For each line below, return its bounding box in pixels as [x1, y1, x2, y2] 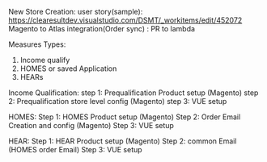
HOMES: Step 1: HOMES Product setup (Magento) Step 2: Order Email [8, 112, 241, 122]
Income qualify [19, 56, 70, 64]
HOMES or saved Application [19, 64, 117, 73]
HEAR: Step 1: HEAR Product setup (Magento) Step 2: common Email [8, 136, 237, 146]
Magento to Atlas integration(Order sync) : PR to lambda [8, 24, 196, 33]
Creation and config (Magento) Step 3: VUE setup [8, 121, 174, 130]
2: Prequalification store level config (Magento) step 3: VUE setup [8, 97, 227, 106]
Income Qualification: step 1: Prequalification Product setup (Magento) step [8, 88, 259, 98]
